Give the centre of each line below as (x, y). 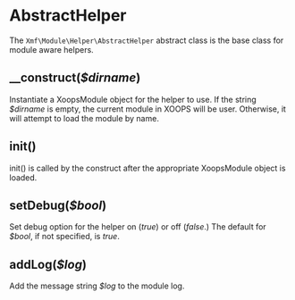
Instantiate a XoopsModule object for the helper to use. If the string (133, 99)
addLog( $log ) (48, 264)
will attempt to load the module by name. (84, 118)
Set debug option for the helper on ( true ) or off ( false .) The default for (138, 227)
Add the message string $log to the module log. (97, 286)
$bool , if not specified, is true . (65, 237)
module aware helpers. (51, 49)
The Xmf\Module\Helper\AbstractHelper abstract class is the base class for (147, 40)
